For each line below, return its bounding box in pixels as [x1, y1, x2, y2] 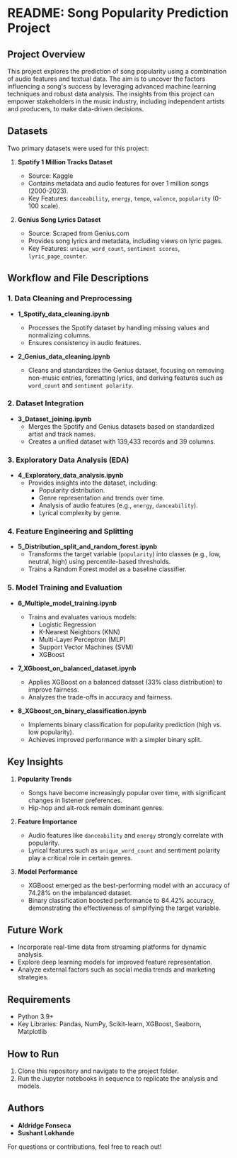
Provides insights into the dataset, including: [28, 478, 158, 487]
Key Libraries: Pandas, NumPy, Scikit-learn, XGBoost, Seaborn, [17, 1020, 202, 1028]
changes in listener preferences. [28, 796, 122, 804]
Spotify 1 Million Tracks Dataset [17, 157, 113, 166]
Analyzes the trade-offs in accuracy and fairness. [28, 692, 173, 701]
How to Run [7, 1047, 59, 1060]
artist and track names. [28, 429, 96, 438]
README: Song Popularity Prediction [7, 5, 229, 21]
